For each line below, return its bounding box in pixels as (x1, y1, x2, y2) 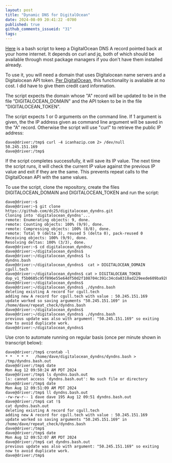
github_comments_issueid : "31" (5, 27, 72, 32)
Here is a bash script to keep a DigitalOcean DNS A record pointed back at (5, 46, 162, 51)
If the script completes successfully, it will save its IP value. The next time (5, 158, 160, 164)
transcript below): (5, 340, 43, 345)
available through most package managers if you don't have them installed (5, 56, 163, 62)
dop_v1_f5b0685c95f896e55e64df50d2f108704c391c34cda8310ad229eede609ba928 (5, 276, 168, 281)
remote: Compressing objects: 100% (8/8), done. (5, 226, 111, 231)
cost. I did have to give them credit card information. (5, 83, 116, 89)
